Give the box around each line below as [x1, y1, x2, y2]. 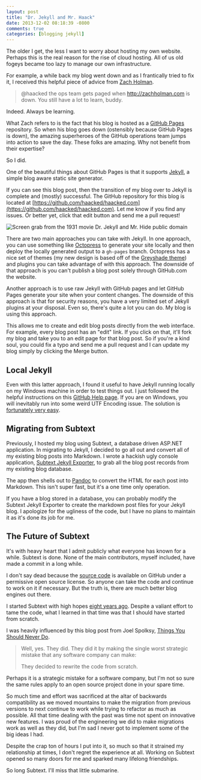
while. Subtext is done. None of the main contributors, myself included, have [6, 553, 196, 561]
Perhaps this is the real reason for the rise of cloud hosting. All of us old [6, 54, 184, 61]
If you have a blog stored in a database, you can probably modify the [6, 494, 177, 502]
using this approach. [6, 310, 57, 318]
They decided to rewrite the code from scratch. [20, 662, 138, 670]
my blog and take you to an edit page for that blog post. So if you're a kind [6, 335, 190, 342]
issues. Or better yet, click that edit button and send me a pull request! [6, 212, 180, 219]
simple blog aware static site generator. [6, 175, 104, 182]
